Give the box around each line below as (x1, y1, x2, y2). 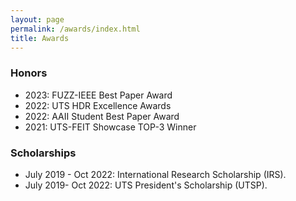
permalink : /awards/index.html (10, 24, 141, 34)
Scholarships (10, 146, 77, 160)
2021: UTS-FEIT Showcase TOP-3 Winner (24, 121, 197, 133)
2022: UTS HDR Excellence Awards (24, 99, 172, 111)
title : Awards (10, 33, 70, 43)
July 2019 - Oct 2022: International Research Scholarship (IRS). (24, 168, 287, 180)
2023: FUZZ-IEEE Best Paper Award (24, 89, 173, 101)
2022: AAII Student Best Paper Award (24, 110, 180, 122)
